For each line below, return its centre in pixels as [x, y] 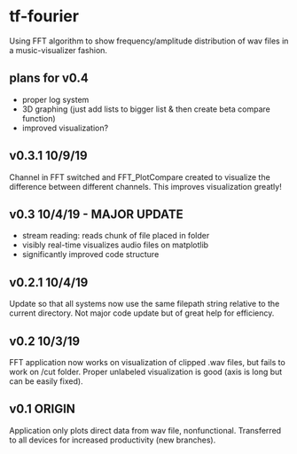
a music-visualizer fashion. [59, 50]
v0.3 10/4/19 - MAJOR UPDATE [96, 214]
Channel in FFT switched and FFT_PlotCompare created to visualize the [140, 177]
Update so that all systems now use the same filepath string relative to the [145, 304]
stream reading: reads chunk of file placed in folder [116, 236]
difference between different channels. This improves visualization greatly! [145, 186]
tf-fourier [44, 16]
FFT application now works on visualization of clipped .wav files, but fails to [147, 362]
